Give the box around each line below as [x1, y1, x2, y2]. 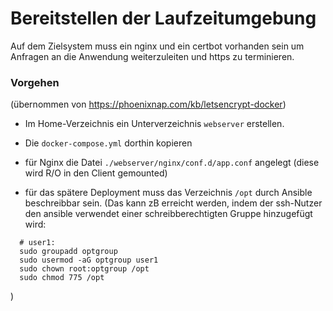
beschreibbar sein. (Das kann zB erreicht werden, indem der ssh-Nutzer [24, 197, 323, 209]
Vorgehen [10, 75, 60, 89]
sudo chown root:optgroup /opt [19, 264, 150, 274]
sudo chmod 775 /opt [19, 273, 105, 283]
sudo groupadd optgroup [19, 247, 118, 257]
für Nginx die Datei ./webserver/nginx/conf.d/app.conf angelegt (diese [24, 157, 320, 169]
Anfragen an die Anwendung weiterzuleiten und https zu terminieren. [10, 50, 295, 62]
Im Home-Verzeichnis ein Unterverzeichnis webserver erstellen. [24, 118, 285, 130]
